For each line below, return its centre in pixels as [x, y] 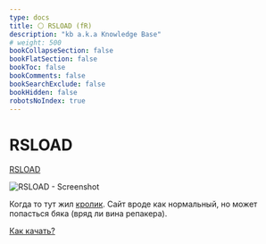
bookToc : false [37, 68]
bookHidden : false [43, 92]
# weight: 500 [36, 42]
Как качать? [32, 231]
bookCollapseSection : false [62, 51]
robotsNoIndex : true [48, 101]
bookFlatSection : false [54, 59]
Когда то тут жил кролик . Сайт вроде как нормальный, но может [133, 204]
